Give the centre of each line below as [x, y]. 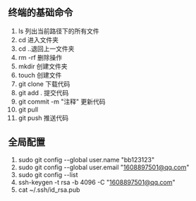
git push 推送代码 [43, 118]
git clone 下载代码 [44, 84]
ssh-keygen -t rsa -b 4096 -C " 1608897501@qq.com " [97, 182]
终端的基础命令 [41, 13]
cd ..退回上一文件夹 [46, 49]
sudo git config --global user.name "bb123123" [86, 159]
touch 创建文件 [40, 75]
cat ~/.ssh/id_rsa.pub [49, 190]
